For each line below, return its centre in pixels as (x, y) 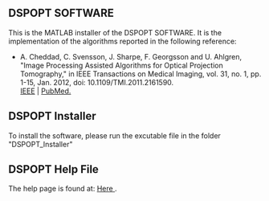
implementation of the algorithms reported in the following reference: (122, 41)
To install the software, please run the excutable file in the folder (114, 135)
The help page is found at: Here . (63, 189)
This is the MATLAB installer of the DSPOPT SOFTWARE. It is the (115, 32)
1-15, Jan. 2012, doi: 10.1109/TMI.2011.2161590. (97, 82)
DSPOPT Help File (53, 169)
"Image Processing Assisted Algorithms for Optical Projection (121, 65)
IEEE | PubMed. (45, 91)
